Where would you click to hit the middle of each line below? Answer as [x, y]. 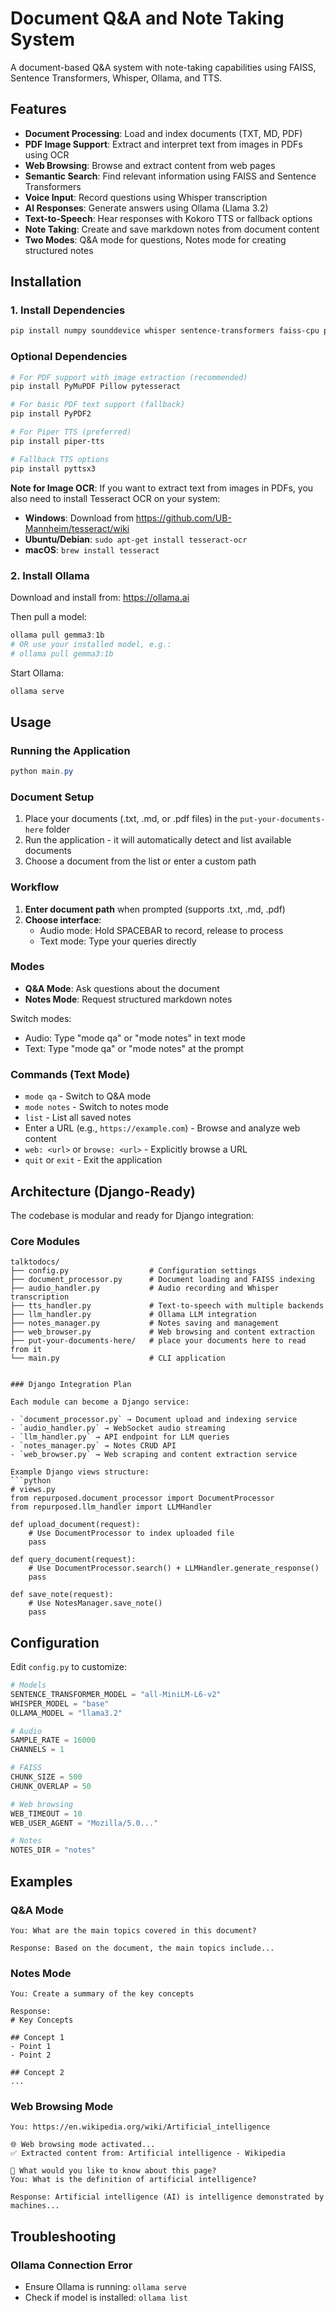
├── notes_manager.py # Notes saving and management [145, 1323]
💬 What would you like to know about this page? [113, 2171]
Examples [41, 1881]
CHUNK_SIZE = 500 [46, 1777]
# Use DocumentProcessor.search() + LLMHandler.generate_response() [174, 1568]
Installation [46, 282]
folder [57, 829]
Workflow [35, 887]
